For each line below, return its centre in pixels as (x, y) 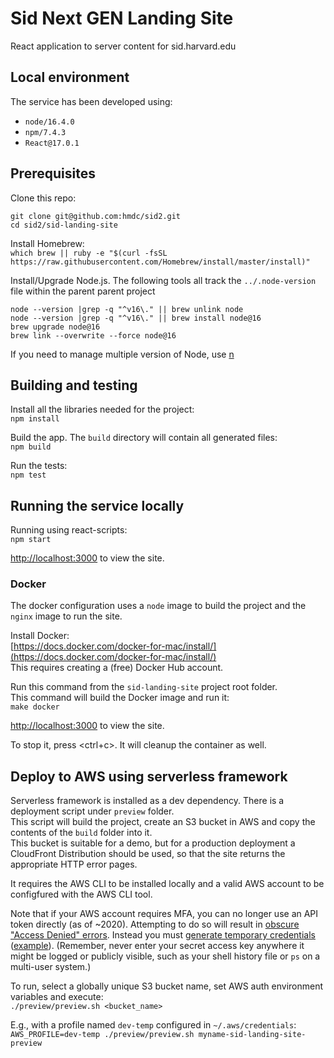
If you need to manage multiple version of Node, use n (122, 354)
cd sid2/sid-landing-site (64, 225)
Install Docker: (40, 636)
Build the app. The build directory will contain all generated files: (144, 438)
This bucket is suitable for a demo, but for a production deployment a (153, 843)
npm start (31, 540)
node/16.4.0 (49, 122)
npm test (28, 475)
